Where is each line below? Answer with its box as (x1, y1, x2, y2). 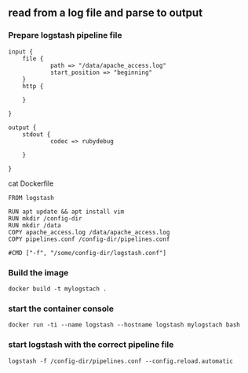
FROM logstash (8, 194, 55, 201)
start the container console (8, 303, 114, 314)
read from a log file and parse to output (8, 6, 202, 20)
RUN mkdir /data (8, 221, 61, 229)
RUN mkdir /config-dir (8, 214, 82, 223)
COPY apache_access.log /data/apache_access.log (8, 228, 170, 236)
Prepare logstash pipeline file (8, 30, 122, 41)
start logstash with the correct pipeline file (8, 339, 174, 350)
